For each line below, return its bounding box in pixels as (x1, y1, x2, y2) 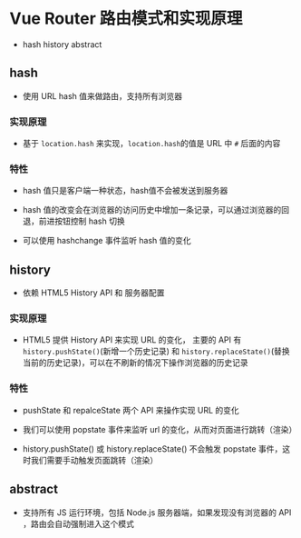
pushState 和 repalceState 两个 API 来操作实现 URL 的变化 (22, 404, 240, 415)
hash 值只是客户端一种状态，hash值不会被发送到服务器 (22, 185, 228, 196)
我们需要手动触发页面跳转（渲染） (30, 454, 159, 465)
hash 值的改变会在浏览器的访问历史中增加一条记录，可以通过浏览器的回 (22, 204, 290, 215)
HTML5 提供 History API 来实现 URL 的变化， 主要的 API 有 (22, 334, 242, 345)
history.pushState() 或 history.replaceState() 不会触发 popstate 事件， (22, 443, 283, 454)
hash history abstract (22, 38, 102, 50)
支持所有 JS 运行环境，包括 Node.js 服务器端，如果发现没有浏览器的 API (22, 506, 292, 518)
